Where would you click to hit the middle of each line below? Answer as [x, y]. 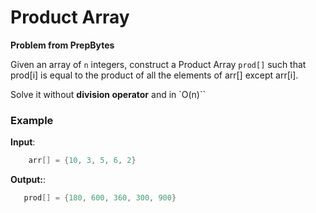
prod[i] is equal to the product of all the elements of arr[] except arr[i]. [154, 75]
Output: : [28, 180]
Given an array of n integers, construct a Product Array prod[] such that [158, 64]
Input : [23, 142]
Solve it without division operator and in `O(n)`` [108, 94]
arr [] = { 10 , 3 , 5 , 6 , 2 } [82, 161]
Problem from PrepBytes [62, 45]
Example [32, 120]
